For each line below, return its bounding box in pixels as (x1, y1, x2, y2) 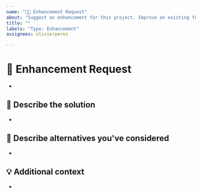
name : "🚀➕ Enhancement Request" (6, 8, 87, 15)
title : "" (6, 20, 31, 26)
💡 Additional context (6, 167, 85, 177)
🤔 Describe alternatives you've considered (6, 133, 170, 143)
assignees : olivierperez (6, 31, 69, 37)
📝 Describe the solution (6, 100, 96, 110)
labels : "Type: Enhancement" (6, 25, 79, 32)
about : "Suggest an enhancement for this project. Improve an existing (6, 14, 189, 20)
